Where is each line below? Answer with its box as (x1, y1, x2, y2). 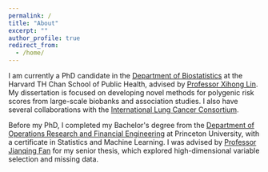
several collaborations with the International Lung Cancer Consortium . (8, 105, 239, 114)
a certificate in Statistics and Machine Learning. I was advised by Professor (8, 138, 257, 146)
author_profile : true (8, 34, 81, 42)
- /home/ (15, 49, 45, 57)
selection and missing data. (8, 154, 98, 164)
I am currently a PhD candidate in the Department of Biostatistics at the (8, 71, 243, 80)
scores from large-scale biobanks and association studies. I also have (8, 97, 238, 106)
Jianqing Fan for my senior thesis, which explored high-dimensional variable (8, 146, 260, 155)
